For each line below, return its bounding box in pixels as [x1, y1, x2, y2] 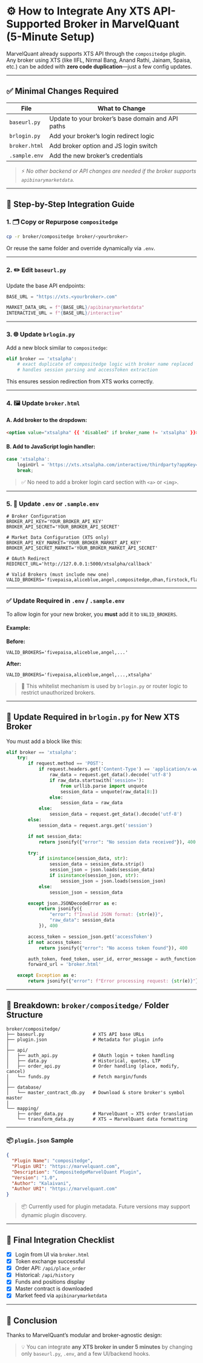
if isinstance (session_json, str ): [49, 873, 139, 879]
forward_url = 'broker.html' [28, 962, 101, 968]
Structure [6, 1010, 43, 1020]
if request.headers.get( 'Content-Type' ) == [38, 766, 150, 773]
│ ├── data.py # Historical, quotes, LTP [6, 1058, 161, 1064]
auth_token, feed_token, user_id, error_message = [28, 955, 158, 962]
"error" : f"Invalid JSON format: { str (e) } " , [49, 911, 164, 918]
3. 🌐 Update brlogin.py [6, 330, 76, 338]
